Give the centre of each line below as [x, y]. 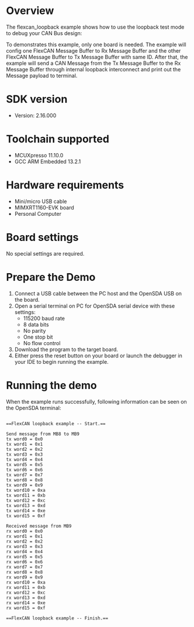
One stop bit [38, 337]
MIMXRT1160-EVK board [44, 207]
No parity [34, 330]
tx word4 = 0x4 [25, 459]
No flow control [42, 343]
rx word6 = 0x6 [25, 562]
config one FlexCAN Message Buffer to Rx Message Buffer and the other [93, 50]
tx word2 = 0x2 [25, 449]
